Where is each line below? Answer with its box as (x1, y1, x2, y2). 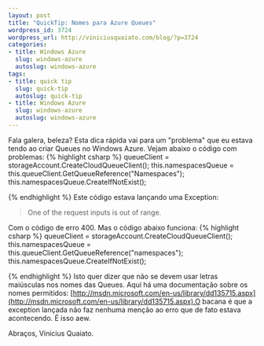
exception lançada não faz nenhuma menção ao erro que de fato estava (8, 304, 241, 315)
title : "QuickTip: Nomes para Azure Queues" (8, 19, 156, 27)
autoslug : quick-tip (15, 92, 82, 100)
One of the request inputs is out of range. (27, 208, 162, 217)
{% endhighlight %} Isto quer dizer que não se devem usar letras (8, 271, 218, 281)
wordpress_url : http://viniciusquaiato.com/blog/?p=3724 (8, 33, 199, 42)
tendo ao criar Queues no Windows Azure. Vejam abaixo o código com (8, 143, 237, 153)
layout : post (8, 11, 51, 20)
